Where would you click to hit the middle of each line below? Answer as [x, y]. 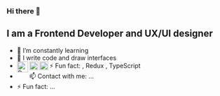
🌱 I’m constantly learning [53, 50]
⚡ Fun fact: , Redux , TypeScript [95, 65]
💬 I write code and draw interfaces [67, 58]
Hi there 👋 [24, 11]
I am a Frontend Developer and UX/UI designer [110, 34]
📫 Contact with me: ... [61, 76]
